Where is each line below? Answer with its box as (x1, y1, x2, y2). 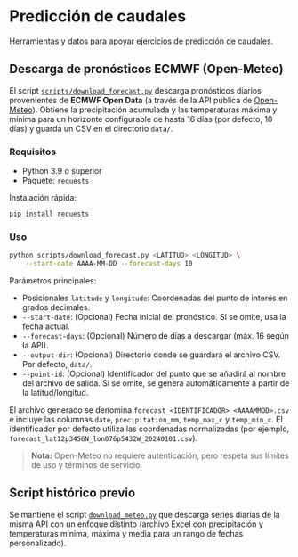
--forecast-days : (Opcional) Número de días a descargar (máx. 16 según (21, 330, 289, 340)
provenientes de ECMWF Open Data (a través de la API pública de (9, 94, 253, 105)
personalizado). (9, 537, 67, 548)
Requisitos (9, 145, 56, 158)
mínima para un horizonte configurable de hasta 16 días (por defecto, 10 (9, 113, 273, 124)
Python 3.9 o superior (21, 166, 102, 176)
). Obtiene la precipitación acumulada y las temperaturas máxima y (32, 104, 278, 115)
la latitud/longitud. (21, 387, 89, 397)
